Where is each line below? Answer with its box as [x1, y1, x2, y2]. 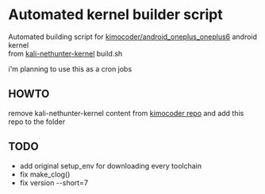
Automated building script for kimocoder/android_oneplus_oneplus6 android [8, 32, 258, 41]
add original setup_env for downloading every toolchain [19, 161, 202, 170]
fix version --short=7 [19, 177, 89, 188]
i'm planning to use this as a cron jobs [8, 64, 132, 73]
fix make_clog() [19, 169, 71, 179]
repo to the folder [8, 117, 66, 126]
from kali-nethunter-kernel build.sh [8, 48, 123, 58]
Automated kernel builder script [8, 6, 224, 24]
